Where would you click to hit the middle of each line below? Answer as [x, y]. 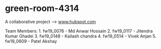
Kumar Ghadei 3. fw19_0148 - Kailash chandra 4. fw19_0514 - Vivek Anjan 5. [81, 36]
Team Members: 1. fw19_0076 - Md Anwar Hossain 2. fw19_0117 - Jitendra [79, 31]
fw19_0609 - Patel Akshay [31, 41]
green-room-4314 [42, 8]
